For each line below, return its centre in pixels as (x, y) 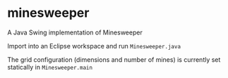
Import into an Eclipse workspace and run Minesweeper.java (94, 46)
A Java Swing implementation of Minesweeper (75, 32)
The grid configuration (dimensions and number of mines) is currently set (114, 59)
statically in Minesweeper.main (50, 67)
